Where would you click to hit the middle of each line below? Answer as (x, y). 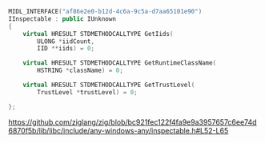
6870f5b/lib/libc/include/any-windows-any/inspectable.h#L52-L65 (118, 130)
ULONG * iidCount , (66, 41)
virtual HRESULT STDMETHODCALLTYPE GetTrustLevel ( (109, 85)
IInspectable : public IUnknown (62, 19)
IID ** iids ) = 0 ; (66, 49)
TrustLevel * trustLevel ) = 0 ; (87, 92)
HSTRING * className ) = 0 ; (80, 71)
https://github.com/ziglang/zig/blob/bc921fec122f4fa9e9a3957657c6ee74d (133, 122)
